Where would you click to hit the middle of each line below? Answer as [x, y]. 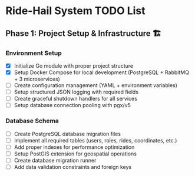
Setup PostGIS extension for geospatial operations [75, 154]
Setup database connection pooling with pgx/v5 [72, 105]
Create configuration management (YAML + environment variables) [96, 85]
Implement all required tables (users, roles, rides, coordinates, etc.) [95, 140]
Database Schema [32, 121]
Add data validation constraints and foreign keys [73, 167]
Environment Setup [34, 53]
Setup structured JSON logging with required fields [76, 92]
